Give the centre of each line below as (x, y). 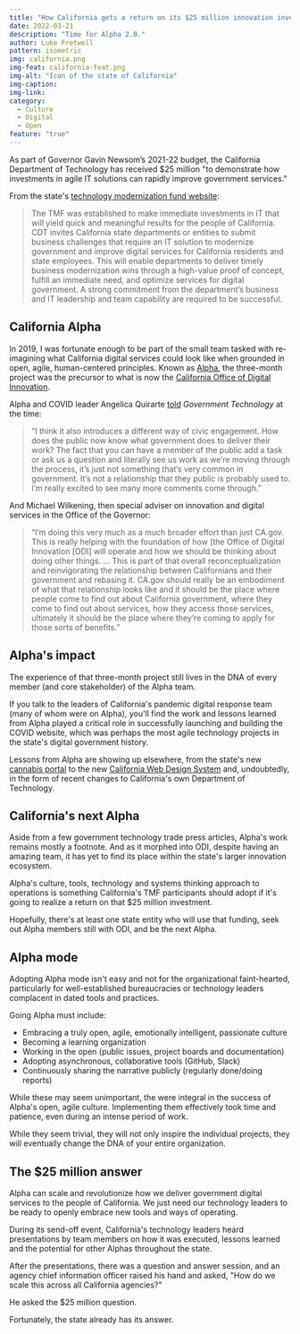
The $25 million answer (76, 1172)
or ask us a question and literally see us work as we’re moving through (161, 459)
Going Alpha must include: (58, 1015)
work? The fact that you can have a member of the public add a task (157, 449)
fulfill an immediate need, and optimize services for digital (137, 279)
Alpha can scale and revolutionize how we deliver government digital (136, 1193)
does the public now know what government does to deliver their (150, 440)
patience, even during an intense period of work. (99, 1116)
